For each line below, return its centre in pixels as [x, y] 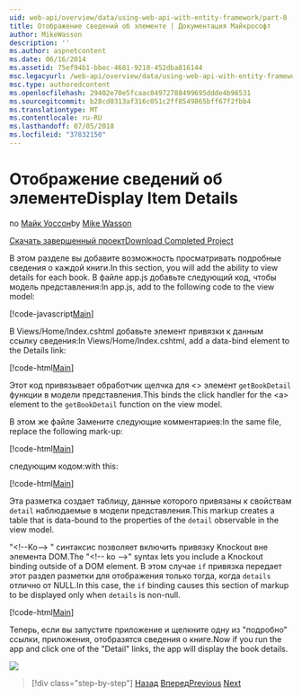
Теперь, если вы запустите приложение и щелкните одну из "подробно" [148, 630]
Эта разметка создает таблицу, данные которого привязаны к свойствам [151, 501]
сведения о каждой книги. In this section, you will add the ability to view [144, 267]
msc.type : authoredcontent [60, 85]
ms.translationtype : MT [54, 110]
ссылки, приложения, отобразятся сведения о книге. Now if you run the [146, 639]
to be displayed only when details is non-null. [95, 594]
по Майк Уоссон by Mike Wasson [71, 223]
